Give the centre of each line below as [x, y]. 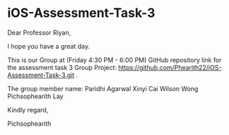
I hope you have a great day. [49, 46]
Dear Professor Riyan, [39, 33]
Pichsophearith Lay [35, 96]
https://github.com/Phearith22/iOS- [170, 67]
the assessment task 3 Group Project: [62, 67]
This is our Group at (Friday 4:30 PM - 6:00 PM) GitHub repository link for [114, 60]
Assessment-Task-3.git [41, 75]
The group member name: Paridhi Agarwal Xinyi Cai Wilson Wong [103, 88]
